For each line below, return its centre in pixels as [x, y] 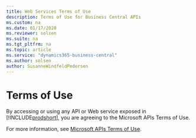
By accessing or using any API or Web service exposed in [76, 112]
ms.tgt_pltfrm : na [29, 45]
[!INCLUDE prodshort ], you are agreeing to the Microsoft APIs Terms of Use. [98, 117]
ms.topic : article [29, 50]
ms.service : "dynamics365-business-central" [62, 55]
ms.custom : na [24, 22]
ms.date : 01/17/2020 [32, 28]
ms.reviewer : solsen [32, 33]
